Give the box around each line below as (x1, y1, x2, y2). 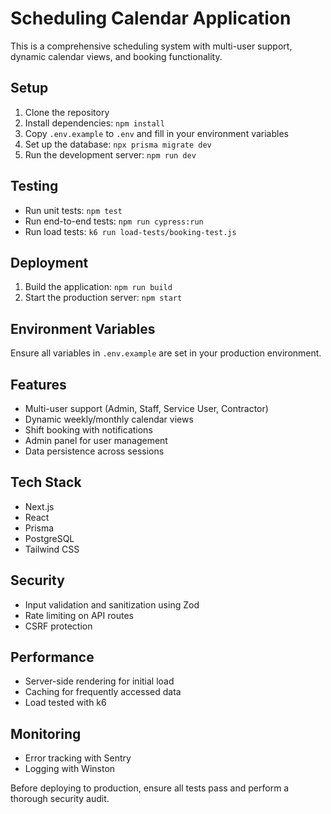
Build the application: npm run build (24, 281, 173, 293)
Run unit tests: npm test (24, 204, 123, 216)
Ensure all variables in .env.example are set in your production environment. (10, 347, 322, 359)
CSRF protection (24, 620, 93, 632)
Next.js (24, 500, 55, 512)
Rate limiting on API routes (24, 609, 134, 621)
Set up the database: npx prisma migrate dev (24, 138, 212, 150)
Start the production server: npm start (24, 292, 183, 304)
